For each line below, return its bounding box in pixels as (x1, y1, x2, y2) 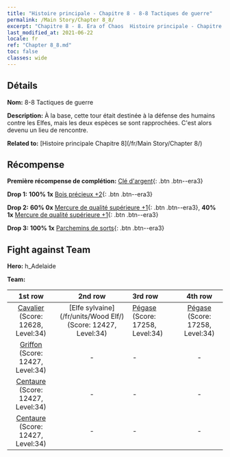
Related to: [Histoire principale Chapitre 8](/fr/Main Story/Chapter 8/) (7, 139, 203, 147)
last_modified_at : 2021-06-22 (7, 29, 94, 36)
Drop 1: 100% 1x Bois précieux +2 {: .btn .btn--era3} (7, 190, 153, 198)
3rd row (132, 291, 159, 301)
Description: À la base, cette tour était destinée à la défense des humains (7, 111, 216, 120)
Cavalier (17, 303, 44, 313)
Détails (7, 80, 38, 92)
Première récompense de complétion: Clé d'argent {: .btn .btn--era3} (7, 177, 203, 185)
